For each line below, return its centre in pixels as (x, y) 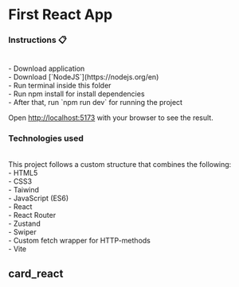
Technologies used (46, 138)
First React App (61, 15)
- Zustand (25, 223)
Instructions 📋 (38, 40)
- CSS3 (20, 181)
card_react (36, 274)
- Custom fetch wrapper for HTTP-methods (80, 240)
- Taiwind (24, 189)
